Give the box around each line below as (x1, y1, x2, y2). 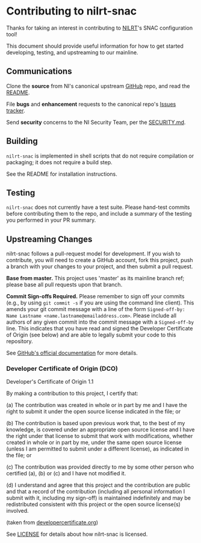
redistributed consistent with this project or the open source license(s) (6, 501, 181, 508)
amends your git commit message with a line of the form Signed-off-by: (6, 306, 185, 313)
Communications (6, 66, 72, 77)
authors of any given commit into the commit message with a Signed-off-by (6, 318, 194, 326)
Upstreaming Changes (6, 234, 93, 244)
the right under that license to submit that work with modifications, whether (6, 432, 193, 440)
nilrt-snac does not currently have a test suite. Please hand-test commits (6, 204, 190, 211)
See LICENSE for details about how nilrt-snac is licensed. (6, 530, 148, 538)
